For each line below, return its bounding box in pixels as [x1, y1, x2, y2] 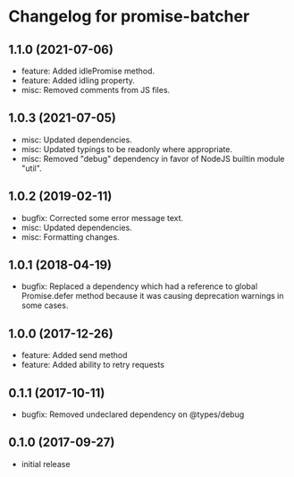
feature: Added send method [21, 350, 128, 361]
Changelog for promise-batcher [8, 6, 250, 27]
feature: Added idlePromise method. [21, 65, 155, 76]
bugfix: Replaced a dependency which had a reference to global [21, 281, 258, 292]
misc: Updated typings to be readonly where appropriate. [21, 143, 233, 154]
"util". [21, 163, 42, 174]
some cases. [21, 300, 69, 311]
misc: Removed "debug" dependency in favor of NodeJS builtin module [21, 153, 285, 164]
